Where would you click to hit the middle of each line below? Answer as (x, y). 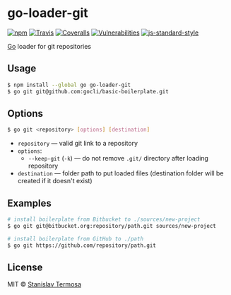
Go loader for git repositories (49, 46)
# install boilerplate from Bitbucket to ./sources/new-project (104, 219)
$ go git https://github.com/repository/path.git (82, 245)
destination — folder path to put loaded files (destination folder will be (120, 173)
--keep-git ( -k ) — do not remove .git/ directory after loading (118, 158)
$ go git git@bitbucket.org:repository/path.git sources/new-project (112, 226)
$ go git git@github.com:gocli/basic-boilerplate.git (88, 91)
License (25, 267)
